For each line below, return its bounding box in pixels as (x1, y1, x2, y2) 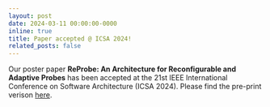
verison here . (8, 90, 53, 100)
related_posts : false (8, 42, 82, 50)
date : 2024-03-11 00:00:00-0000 (8, 19, 117, 28)
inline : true (8, 27, 53, 35)
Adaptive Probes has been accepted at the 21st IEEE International (8, 73, 228, 83)
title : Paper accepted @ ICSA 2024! (8, 34, 132, 43)
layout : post (8, 11, 53, 20)
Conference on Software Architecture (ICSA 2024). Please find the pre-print (8, 82, 262, 92)
